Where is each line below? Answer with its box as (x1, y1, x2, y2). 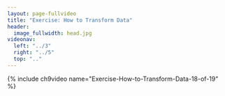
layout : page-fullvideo (7, 10, 77, 17)
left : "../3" (13, 42, 52, 49)
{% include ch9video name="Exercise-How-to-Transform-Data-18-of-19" (7, 74, 219, 83)
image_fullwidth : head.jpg (13, 29, 92, 37)
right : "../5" (13, 49, 55, 56)
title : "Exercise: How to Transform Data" (7, 17, 133, 24)
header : (7, 23, 30, 30)
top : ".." (13, 56, 42, 63)
